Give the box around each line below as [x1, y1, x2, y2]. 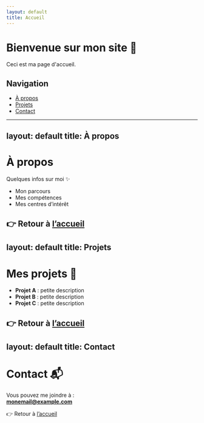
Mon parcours [15, 187, 50, 194]
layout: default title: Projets [6, 242, 112, 253]
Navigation [6, 78, 49, 89]
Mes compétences [15, 194, 62, 201]
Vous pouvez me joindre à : [6, 391, 75, 399]
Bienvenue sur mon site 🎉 [6, 41, 137, 55]
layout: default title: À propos [6, 131, 120, 141]
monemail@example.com [6, 398, 73, 405]
